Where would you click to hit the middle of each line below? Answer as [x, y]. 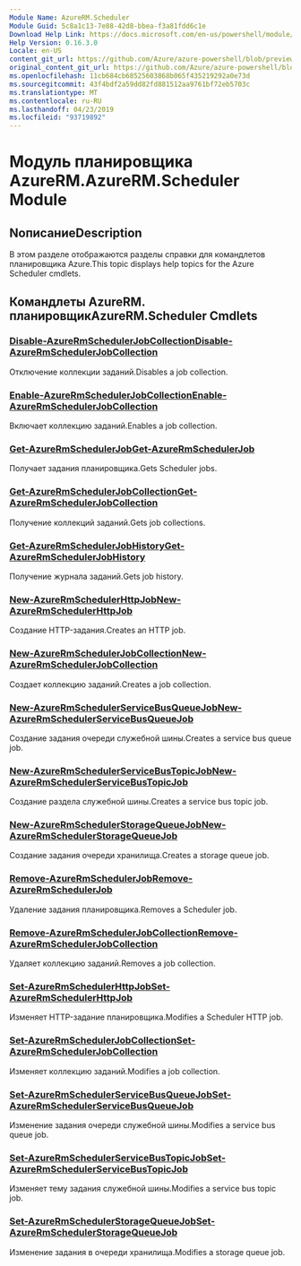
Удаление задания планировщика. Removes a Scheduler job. [123, 909]
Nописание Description [76, 233]
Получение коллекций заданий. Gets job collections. [107, 522]
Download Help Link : [48, 34]
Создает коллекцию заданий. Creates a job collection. [111, 684]
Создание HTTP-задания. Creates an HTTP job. [98, 630]
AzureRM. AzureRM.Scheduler [125, 181]
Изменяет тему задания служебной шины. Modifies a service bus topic [142, 1189]
